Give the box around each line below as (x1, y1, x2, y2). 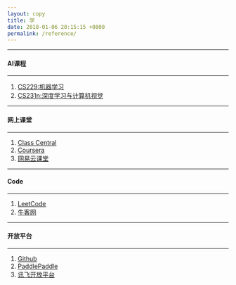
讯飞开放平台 (17, 270, 55, 279)
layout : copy (7, 10, 46, 18)
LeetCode (17, 199, 46, 208)
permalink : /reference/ (7, 30, 77, 37)
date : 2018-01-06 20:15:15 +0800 (7, 23, 105, 30)
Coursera (17, 146, 45, 154)
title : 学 (7, 17, 35, 24)
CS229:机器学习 (17, 82, 65, 91)
